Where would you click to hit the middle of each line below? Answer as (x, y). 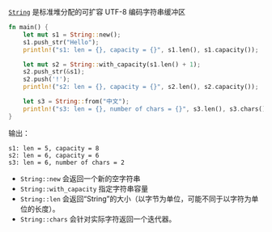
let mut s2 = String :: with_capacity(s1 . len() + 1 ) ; (112, 64)
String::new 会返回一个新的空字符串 (80, 178)
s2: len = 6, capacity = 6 (54, 155)
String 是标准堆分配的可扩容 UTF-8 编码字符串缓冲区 (97, 12)
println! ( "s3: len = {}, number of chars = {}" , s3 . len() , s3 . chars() (144, 109)
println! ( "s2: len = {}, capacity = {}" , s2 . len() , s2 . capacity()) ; (141, 87)
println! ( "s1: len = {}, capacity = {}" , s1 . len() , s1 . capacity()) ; (141, 50)
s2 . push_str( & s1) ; (54, 72)
